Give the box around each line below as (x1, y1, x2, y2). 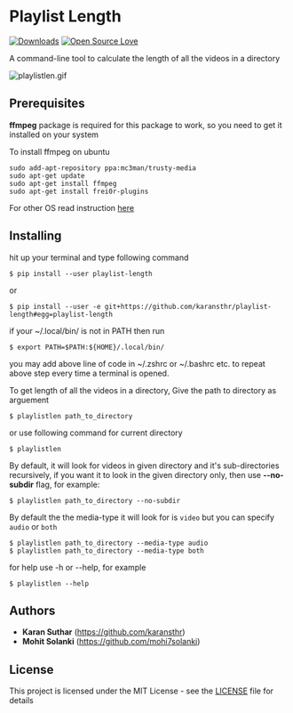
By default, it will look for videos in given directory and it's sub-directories (9, 460, 280, 471)
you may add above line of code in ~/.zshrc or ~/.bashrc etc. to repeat (9, 358, 266, 369)
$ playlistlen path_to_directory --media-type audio (9, 539, 209, 547)
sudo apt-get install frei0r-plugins (9, 187, 149, 196)
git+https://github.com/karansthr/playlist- (104, 302, 273, 311)
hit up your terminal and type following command (9, 252, 189, 263)
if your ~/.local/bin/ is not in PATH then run (9, 325, 165, 336)
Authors (9, 603, 56, 618)
